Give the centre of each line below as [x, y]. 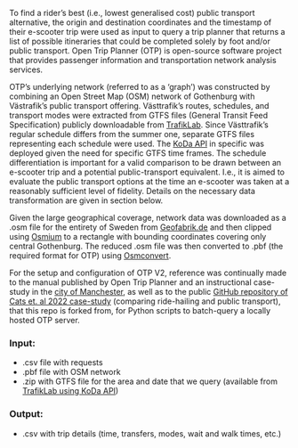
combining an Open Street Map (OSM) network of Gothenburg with [132, 96]
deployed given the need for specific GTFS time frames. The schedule [138, 153]
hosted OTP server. [44, 320]
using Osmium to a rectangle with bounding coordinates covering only [138, 236]
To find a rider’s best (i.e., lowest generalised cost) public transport [132, 13]
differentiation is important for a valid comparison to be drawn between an [145, 163]
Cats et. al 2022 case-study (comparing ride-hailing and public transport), [145, 301]
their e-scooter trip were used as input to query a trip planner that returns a [147, 32]
